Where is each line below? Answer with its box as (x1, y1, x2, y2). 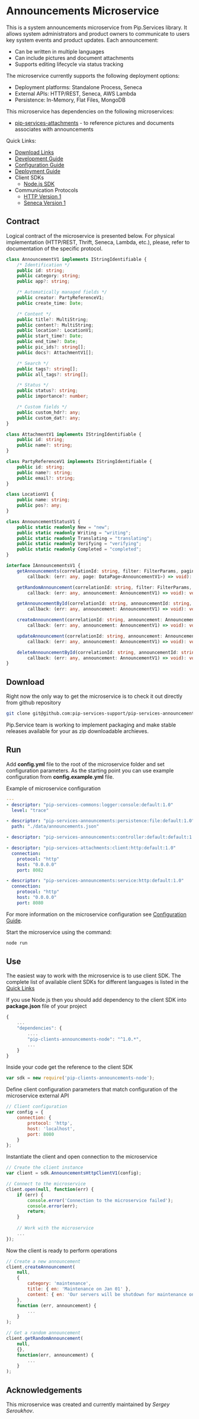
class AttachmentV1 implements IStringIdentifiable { (6, 431, 142, 438)
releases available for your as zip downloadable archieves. (6, 727, 149, 735)
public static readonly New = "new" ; (17, 524, 110, 530)
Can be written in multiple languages (14, 48, 105, 55)
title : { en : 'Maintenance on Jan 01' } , (27, 1286, 131, 1292)
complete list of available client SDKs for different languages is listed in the (6, 978, 188, 986)
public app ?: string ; (17, 278, 70, 285)
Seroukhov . (6, 1407, 34, 1414)
